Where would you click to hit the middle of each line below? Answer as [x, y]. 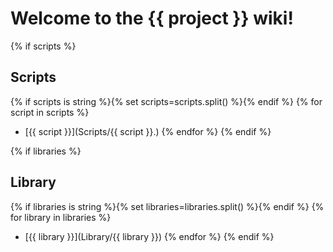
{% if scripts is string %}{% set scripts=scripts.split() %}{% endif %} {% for [166, 101]
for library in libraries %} [61, 217]
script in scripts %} [50, 112]
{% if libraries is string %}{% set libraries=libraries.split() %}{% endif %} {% [167, 206]
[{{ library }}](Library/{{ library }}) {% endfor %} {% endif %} [149, 236]
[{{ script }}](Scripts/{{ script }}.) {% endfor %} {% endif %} [148, 131]
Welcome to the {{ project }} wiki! [152, 18]
